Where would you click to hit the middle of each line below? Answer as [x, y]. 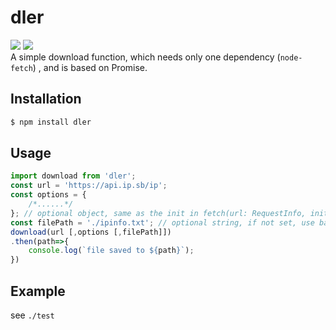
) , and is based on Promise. [90, 67]
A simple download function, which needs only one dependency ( [145, 57]
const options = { [48, 195]
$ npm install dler [51, 122]
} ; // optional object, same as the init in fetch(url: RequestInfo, [158, 213]
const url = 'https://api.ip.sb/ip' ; [89, 186]
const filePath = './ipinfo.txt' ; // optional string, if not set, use [162, 222]
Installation [46, 99]
